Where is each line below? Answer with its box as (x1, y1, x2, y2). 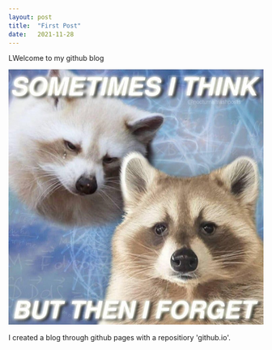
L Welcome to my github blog (8, 53, 104, 63)
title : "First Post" (8, 21, 82, 30)
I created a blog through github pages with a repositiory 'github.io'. (8, 333, 231, 343)
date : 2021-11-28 (8, 30, 74, 38)
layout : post (8, 13, 53, 21)
